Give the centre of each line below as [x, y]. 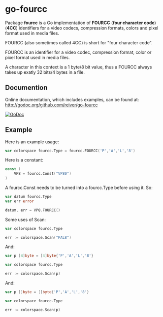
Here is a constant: [24, 160]
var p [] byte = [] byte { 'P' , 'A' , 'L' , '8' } [47, 292]
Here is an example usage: [32, 142]
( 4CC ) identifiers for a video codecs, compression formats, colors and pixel [82, 28]
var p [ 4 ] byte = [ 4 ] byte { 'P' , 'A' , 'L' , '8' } [49, 256]
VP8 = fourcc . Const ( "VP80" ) [43, 174]
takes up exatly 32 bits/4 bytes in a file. [45, 72]
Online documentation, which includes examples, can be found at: [72, 99]
